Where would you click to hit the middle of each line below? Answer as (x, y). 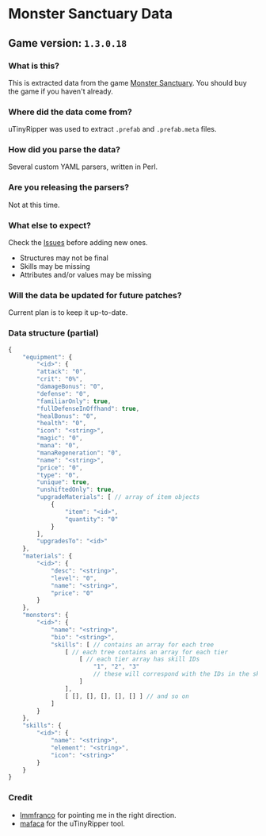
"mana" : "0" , (58, 446)
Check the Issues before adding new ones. (78, 243)
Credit (21, 798)
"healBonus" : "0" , (67, 416)
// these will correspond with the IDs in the (171, 674)
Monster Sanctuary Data (90, 14)
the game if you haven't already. (61, 91)
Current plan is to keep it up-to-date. (68, 313)
